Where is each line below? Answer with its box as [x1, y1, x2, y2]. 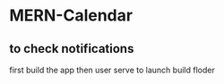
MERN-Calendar [9, 5, 133, 26]
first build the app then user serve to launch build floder [9, 64, 215, 75]
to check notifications [9, 41, 134, 56]
